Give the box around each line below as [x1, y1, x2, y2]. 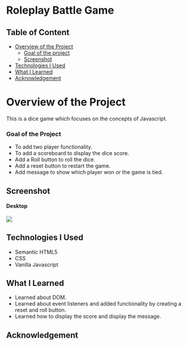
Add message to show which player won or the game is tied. [14, 169, 163, 176]
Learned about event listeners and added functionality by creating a [14, 300, 182, 307]
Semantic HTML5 [14, 248, 58, 256]
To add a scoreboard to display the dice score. [14, 150, 129, 157]
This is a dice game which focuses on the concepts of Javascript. [6, 115, 168, 122]
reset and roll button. [14, 307, 67, 314]
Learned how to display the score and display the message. [14, 313, 161, 320]
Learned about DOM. [14, 294, 67, 301]
